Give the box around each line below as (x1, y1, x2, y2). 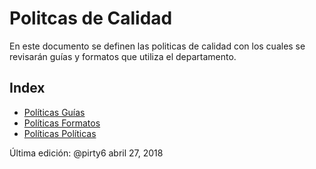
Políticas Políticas (23, 127, 97, 139)
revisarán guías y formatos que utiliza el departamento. (9, 50, 237, 62)
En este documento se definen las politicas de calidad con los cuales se (9, 40, 306, 52)
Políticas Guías (23, 106, 86, 118)
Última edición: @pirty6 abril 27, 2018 (9, 147, 164, 159)
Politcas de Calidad (9, 7, 173, 30)
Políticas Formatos (23, 117, 101, 129)
